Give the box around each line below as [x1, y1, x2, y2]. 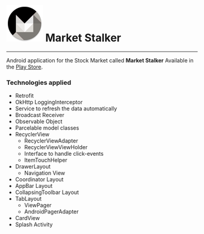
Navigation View [24, 169, 66, 177]
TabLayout [15, 195, 42, 202]
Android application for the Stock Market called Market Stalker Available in [6, 56, 194, 64]
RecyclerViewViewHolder [24, 144, 88, 151]
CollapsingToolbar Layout [15, 189, 79, 196]
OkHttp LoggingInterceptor [15, 99, 83, 106]
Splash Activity [15, 221, 53, 229]
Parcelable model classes [15, 124, 80, 132]
